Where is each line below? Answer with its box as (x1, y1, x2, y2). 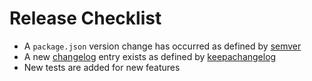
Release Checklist (9, 7, 162, 30)
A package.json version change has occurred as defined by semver (23, 40, 302, 52)
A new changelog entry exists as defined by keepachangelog (23, 50, 277, 62)
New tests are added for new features (23, 61, 181, 73)
